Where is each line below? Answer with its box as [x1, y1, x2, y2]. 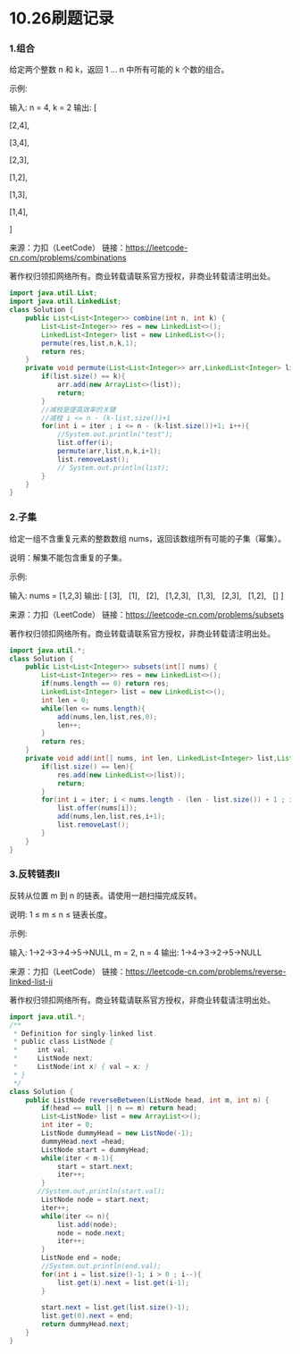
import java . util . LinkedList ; [9, 297, 122, 307]
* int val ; [12, 1046, 70, 1055]
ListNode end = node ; [41, 1253, 122, 1263]
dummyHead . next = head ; [41, 1137, 126, 1146]
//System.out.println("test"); [56, 430, 174, 439]
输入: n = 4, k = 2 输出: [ [9, 102, 97, 113]
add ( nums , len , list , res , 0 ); [56, 712, 158, 721]
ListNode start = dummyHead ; [41, 1145, 150, 1154]
